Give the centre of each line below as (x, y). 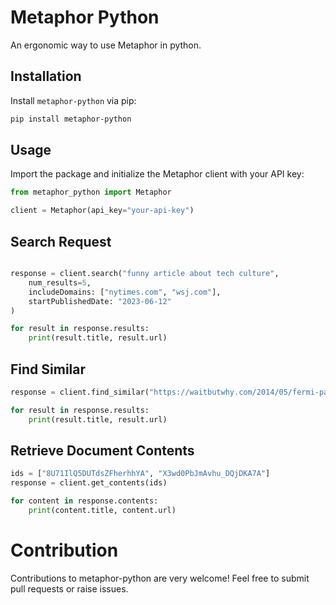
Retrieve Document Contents (102, 450)
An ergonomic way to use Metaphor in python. (106, 45)
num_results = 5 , (60, 282)
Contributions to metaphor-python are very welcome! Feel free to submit (160, 578)
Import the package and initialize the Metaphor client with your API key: (157, 174)
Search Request (61, 241)
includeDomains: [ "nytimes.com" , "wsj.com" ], (125, 292)
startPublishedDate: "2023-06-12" (100, 301)
